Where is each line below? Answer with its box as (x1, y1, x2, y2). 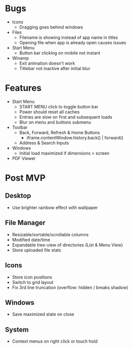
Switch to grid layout (12, 279, 53, 285)
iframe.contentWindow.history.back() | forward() (26, 135, 124, 140)
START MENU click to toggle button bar (19, 104, 99, 109)
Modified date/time (12, 237, 50, 243)
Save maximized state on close (12, 312, 74, 317)
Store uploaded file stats (12, 247, 62, 253)
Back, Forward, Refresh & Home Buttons (19, 129, 100, 135)
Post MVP (5, 173, 46, 184)
